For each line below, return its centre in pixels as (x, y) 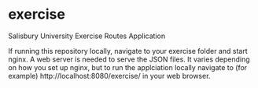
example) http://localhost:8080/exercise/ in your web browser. (109, 76)
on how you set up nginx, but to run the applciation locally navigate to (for (128, 67)
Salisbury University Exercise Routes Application (87, 36)
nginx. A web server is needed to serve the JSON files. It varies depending (129, 59)
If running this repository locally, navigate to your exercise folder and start (128, 51)
